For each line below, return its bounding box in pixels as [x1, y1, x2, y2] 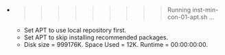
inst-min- [191, 6, 219, 14]
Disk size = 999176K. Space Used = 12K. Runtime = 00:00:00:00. [23, 41, 208, 48]
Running [167, 6, 191, 14]
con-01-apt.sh [167, 13, 208, 21]
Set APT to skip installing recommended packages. [23, 33, 169, 41]
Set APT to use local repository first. [23, 26, 127, 34]
